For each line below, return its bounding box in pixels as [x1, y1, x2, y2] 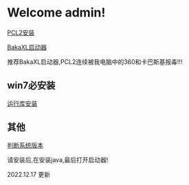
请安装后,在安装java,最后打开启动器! [7, 155, 109, 164]
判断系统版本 [7, 141, 43, 149]
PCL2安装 [7, 28, 35, 36]
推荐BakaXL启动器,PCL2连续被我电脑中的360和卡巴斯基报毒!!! [7, 57, 183, 66]
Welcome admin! [7, 5, 106, 21]
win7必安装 [7, 80, 56, 91]
